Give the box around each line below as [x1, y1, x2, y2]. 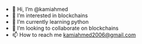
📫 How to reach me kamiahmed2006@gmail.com [11, 32, 137, 38]
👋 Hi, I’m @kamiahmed [11, 6, 68, 12]
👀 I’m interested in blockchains [11, 12, 88, 19]
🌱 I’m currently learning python [11, 18, 89, 25]
